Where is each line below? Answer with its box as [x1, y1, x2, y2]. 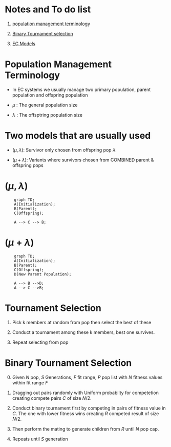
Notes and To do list [5, 4, 91, 15]
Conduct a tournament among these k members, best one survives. [12, 329, 155, 335]
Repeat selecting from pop [12, 339, 69, 345]
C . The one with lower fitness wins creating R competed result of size [12, 410, 159, 417]
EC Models [12, 40, 35, 47]
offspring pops [12, 162, 44, 168]
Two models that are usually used [5, 130, 151, 142]
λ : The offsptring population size [12, 111, 83, 118]
